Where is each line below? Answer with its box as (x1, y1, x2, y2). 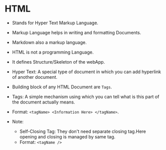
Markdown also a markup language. (12, 39, 87, 45)
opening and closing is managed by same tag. (19, 133, 116, 139)
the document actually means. (12, 99, 75, 105)
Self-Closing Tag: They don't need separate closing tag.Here (19, 128, 146, 134)
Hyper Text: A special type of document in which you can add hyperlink (12, 69, 161, 75)
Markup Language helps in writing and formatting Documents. (12, 29, 142, 35)
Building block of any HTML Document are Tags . (12, 84, 112, 90)
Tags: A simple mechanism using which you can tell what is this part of (12, 93, 159, 99)
